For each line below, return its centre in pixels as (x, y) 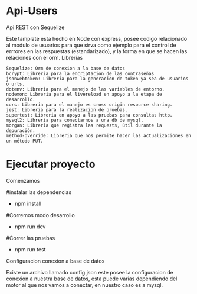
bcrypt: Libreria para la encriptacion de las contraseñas (80, 73)
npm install (28, 203)
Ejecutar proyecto (51, 164)
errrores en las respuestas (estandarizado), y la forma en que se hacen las (97, 51)
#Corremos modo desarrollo (40, 215)
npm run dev (30, 227)
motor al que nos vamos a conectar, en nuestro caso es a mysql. (85, 285)
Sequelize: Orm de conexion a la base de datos (66, 68)
